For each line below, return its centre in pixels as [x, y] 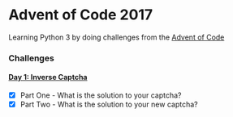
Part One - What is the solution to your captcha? [101, 95]
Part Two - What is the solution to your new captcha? [109, 104]
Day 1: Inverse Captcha [48, 77]
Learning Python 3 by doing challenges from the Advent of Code [116, 37]
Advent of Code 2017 [81, 15]
